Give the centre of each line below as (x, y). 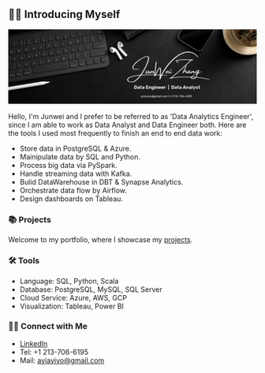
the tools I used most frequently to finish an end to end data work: (116, 133)
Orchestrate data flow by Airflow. (73, 190)
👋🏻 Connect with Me (48, 326)
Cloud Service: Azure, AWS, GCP (73, 297)
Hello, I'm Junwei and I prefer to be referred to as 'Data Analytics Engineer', (131, 116)
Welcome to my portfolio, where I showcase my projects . (101, 240)
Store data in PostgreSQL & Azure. (75, 148)
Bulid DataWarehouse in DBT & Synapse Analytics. (101, 181)
